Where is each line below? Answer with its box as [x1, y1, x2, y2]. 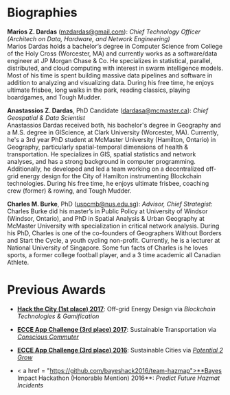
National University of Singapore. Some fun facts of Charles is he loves [7, 243, 208, 252]
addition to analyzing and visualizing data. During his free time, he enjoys [7, 78, 214, 86]
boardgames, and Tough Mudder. [7, 93, 102, 101]
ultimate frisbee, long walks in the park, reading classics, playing [7, 86, 190, 94]
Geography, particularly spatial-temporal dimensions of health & [7, 143, 189, 151]
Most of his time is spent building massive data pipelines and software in [7, 71, 213, 80]
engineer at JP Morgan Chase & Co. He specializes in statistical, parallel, [7, 56, 213, 64]
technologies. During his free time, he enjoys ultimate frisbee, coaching [7, 179, 209, 187]
